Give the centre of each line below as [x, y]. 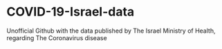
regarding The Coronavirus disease [57, 37]
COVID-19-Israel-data [71, 12]
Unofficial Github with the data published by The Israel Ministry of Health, [111, 31]
